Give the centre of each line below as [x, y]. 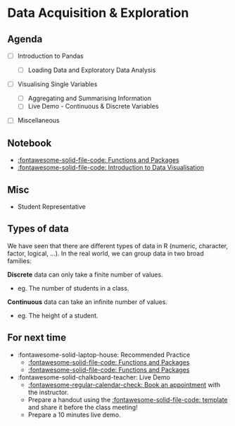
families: [19, 261]
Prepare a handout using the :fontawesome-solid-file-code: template [128, 399]
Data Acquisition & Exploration [98, 13]
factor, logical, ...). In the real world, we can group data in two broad [106, 253]
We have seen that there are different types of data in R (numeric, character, [118, 245]
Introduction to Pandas [50, 56]
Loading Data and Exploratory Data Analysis [92, 70]
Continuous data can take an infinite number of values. [87, 302]
